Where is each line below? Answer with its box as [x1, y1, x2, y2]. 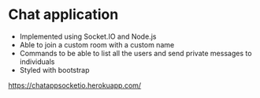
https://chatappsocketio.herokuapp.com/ [8, 81, 142, 90]
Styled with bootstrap [19, 65, 90, 74]
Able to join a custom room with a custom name [19, 40, 175, 49]
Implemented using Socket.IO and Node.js [19, 32, 157, 41]
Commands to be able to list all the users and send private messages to [19, 48, 252, 58]
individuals [19, 57, 55, 66]
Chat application [8, 6, 119, 24]
